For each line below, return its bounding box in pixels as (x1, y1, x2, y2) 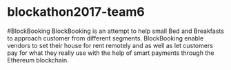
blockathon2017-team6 (7, 4, 145, 20)
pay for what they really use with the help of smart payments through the (7, 49, 214, 57)
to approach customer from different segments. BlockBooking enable (7, 34, 204, 42)
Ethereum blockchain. (7, 56, 69, 64)
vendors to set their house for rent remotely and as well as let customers (7, 41, 214, 49)
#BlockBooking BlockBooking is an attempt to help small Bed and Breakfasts (7, 27, 224, 35)
